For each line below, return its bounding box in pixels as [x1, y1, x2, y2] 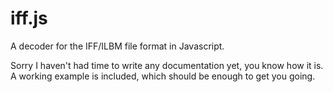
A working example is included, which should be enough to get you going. [10, 70, 316, 82]
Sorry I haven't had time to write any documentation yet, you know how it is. [10, 59, 324, 71]
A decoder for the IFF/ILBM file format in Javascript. [10, 40, 225, 52]
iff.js [10, 7, 48, 30]
